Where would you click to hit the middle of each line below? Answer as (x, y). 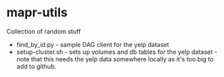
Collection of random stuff (44, 31)
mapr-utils (37, 13)
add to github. (36, 66)
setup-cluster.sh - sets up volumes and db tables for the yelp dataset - (117, 52)
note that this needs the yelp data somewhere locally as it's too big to (115, 59)
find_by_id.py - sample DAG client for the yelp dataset (93, 44)
